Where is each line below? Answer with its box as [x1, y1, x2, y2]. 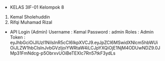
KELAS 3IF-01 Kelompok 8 [9, 4, 64, 10]
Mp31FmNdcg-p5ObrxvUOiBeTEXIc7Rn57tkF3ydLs [9, 50, 116, 56]
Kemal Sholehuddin [9, 14, 50, 19]
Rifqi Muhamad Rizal [9, 19, 52, 25]
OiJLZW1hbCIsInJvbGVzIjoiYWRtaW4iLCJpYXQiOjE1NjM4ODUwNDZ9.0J [9, 45, 160, 50]
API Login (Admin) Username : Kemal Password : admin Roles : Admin [9, 29, 154, 34]
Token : [9, 34, 25, 40]
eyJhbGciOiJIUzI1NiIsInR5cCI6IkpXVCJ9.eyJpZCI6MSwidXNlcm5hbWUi [9, 39, 158, 45]
